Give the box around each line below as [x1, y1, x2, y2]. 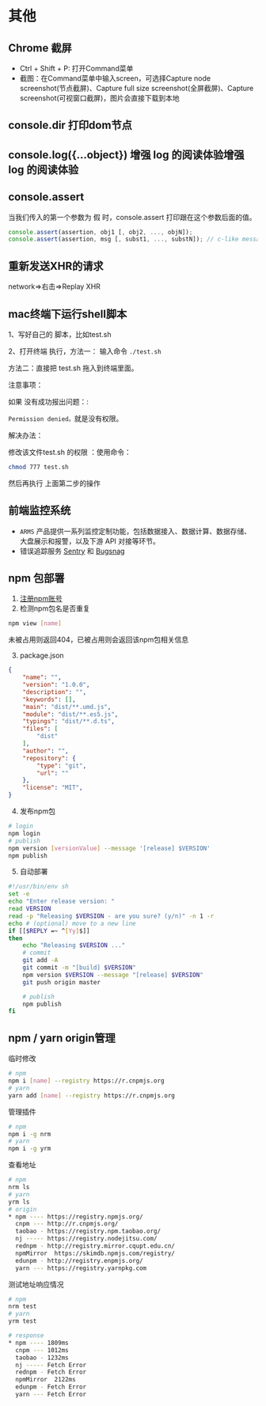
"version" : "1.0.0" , [22, 681, 90, 689]
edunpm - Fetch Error [15, 1383, 87, 1391]
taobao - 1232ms [15, 1354, 69, 1362]
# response [8, 1332, 44, 1340]
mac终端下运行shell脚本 [8, 307, 127, 320]
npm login [8, 829, 41, 837]
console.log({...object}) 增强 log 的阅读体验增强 [8, 148, 245, 161]
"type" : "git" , [36, 761, 87, 770]
